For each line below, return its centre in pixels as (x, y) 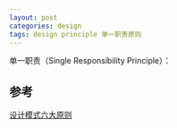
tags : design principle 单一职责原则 (76, 34)
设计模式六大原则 (41, 115)
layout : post (34, 17)
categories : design (46, 26)
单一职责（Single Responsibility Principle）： (90, 61)
